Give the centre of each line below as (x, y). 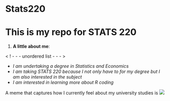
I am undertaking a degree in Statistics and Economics (71, 66)
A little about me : (31, 46)
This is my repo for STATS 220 (71, 32)
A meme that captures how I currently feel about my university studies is (82, 93)
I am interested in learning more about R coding (63, 83)
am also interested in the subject (47, 77)
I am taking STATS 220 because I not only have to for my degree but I (86, 71)
